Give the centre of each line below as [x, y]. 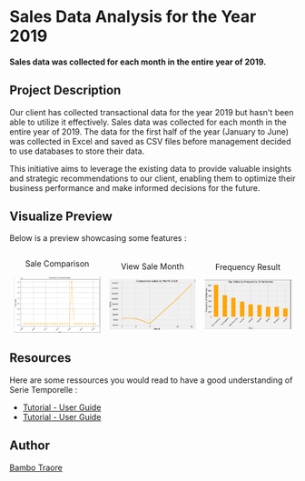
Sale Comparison [57, 264]
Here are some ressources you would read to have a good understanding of [151, 380]
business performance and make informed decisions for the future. [135, 187]
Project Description [65, 90]
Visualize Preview [61, 216]
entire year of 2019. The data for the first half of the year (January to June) [149, 131]
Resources [40, 358]
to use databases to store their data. [77, 151]
